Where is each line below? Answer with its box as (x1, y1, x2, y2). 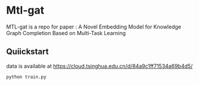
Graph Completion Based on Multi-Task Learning (6, 29, 126, 36)
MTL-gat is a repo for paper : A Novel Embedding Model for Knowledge (6, 23, 182, 30)
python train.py (6, 74, 46, 80)
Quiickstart (6, 47, 49, 57)
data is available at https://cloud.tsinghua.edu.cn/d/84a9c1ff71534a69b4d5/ (6, 62, 193, 69)
